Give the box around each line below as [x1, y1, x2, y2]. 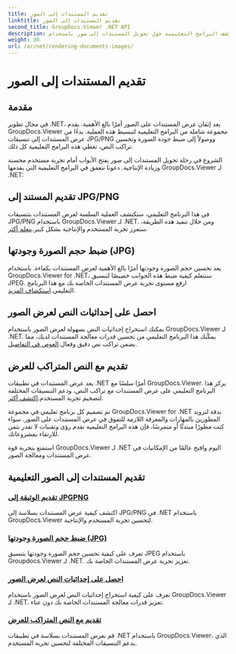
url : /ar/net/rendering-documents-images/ [8, 43, 134, 50]
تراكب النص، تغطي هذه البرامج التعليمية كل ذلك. [8, 142, 134, 150]
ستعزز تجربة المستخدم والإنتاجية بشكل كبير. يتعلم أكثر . [8, 224, 148, 233]
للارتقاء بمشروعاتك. [8, 430, 60, 438]
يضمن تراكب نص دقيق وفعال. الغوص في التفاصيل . [8, 340, 137, 348]
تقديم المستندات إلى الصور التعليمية [8, 471, 146, 483]
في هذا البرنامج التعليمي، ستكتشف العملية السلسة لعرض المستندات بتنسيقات [8, 209, 209, 218]
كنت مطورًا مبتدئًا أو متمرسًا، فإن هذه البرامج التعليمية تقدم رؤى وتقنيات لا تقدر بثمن [8, 422, 225, 431]
